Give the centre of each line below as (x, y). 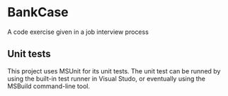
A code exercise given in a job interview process (78, 32)
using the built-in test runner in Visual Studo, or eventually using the (107, 78)
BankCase (38, 12)
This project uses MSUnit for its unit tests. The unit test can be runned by (114, 71)
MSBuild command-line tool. (49, 86)
